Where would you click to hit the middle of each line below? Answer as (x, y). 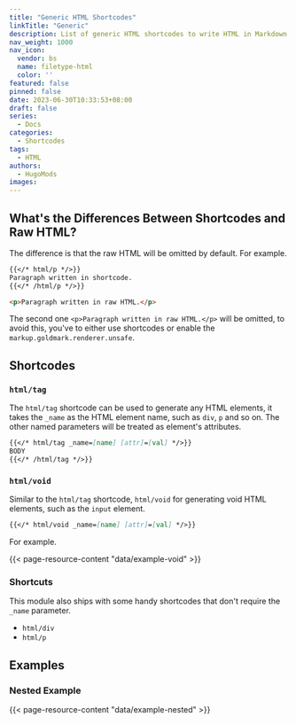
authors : (25, 166)
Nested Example (45, 690)
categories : (31, 133)
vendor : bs (37, 58)
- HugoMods (37, 174)
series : (23, 116)
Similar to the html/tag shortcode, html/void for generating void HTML (138, 499)
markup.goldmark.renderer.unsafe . (72, 338)
